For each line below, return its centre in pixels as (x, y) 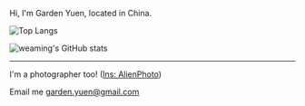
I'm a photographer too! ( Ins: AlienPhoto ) (85, 74)
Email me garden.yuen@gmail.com (74, 92)
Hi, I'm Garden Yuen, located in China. (81, 13)
